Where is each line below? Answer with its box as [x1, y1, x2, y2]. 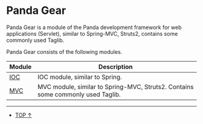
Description [98, 62, 133, 71]
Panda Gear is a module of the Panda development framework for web [6, 24, 182, 31]
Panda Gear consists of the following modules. [6, 48, 123, 55]
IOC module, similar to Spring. [37, 73, 122, 81]
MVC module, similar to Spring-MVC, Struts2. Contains [37, 82, 194, 91]
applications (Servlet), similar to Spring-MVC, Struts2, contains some [6, 30, 178, 37]
